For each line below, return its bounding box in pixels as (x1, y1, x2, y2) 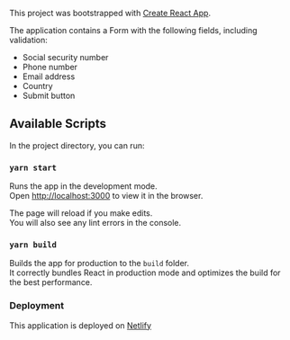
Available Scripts (9, 116, 106, 131)
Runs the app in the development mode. (9, 181, 158, 192)
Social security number (22, 52, 109, 62)
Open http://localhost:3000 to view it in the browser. (9, 191, 204, 201)
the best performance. (9, 277, 93, 288)
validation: (9, 35, 48, 45)
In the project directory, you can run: (9, 139, 145, 151)
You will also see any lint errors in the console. (9, 218, 182, 228)
